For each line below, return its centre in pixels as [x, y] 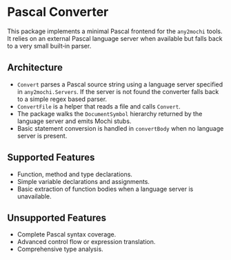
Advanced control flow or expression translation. [86, 242]
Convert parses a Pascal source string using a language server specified [120, 84]
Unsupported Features [57, 217]
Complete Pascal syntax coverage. [67, 234]
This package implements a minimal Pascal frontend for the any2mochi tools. [115, 31]
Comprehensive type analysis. [60, 249]
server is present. [42, 136]
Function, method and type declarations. [75, 174]
